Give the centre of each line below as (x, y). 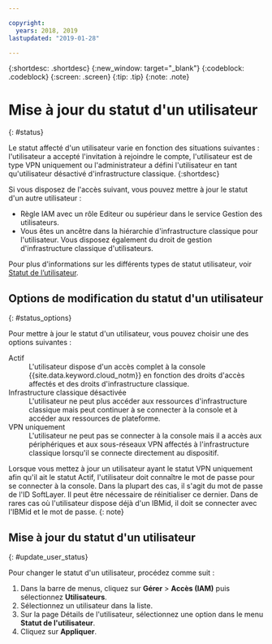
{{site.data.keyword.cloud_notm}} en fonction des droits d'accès (137, 375)
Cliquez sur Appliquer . (58, 631)
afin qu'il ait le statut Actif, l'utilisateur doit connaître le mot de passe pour (132, 478)
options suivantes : (40, 343)
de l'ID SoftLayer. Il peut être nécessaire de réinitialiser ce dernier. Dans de (133, 495)
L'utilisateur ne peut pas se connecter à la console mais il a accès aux (145, 436)
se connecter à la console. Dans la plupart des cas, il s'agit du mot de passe (136, 486)
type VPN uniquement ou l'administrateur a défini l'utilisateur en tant (123, 165)
